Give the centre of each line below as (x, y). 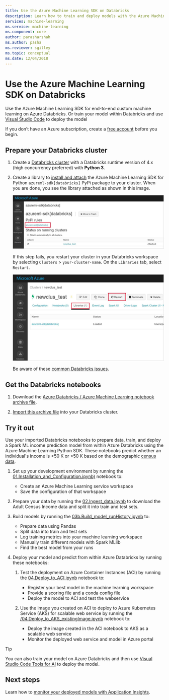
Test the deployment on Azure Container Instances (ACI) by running (90, 572)
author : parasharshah (28, 37)
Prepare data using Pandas (48, 526)
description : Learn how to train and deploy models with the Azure (77, 16)
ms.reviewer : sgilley (28, 48)
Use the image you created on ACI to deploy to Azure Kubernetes (88, 608)
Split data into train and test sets (53, 531)
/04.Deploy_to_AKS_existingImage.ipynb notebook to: (75, 618)
